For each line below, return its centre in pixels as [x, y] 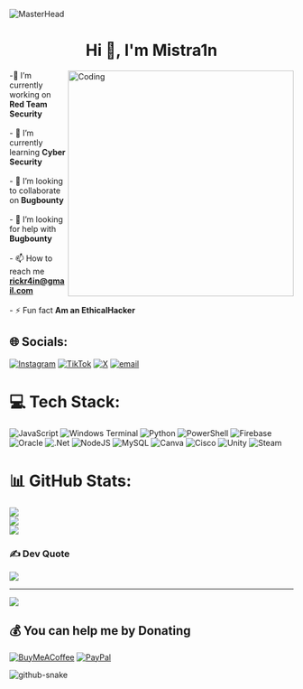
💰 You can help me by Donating [100, 631]
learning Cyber [37, 152]
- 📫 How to [31, 258]
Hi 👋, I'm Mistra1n [151, 51]
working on [30, 94]
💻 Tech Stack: [65, 401]
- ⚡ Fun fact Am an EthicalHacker [72, 310]
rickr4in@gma [37, 281]
